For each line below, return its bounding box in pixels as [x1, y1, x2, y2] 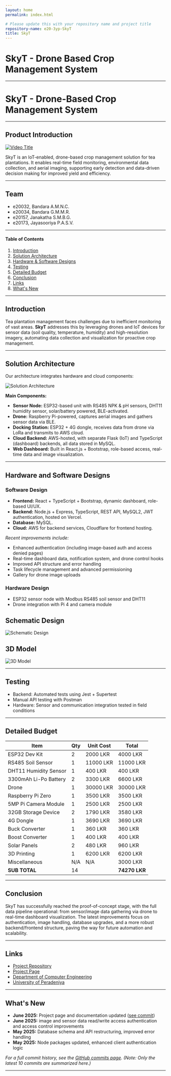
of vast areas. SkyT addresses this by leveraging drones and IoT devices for [5, 324, 165, 330]
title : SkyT [5, 31, 31, 36]
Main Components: [5, 393, 47, 399]
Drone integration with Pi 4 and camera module [12, 601, 112, 608]
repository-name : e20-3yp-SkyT [5, 26, 72, 31]
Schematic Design [5, 616, 65, 625]
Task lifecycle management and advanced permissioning [12, 566, 132, 572]
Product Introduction [5, 130, 73, 139]
